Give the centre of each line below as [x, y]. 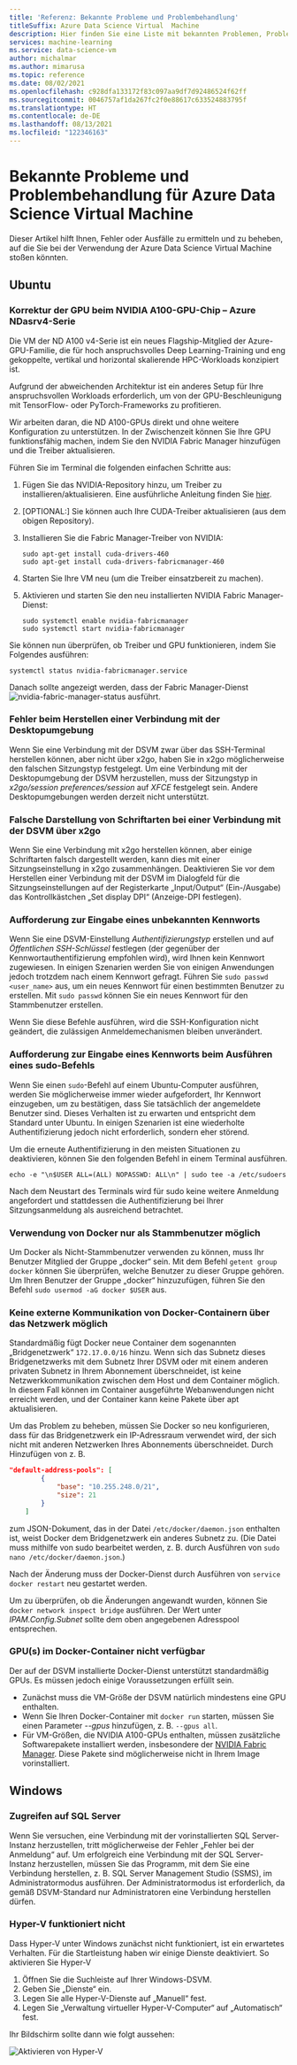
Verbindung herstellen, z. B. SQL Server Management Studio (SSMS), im [141, 1873]
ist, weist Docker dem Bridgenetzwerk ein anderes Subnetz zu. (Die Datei [143, 1537]
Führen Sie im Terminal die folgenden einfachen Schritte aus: [120, 467]
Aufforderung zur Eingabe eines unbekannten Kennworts [135, 920]
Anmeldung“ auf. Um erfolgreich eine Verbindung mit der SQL [122, 1854]
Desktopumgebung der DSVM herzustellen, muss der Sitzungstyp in [133, 778]
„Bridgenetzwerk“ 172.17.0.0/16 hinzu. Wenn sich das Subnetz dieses [137, 1352]
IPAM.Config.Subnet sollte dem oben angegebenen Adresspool [124, 1619]
